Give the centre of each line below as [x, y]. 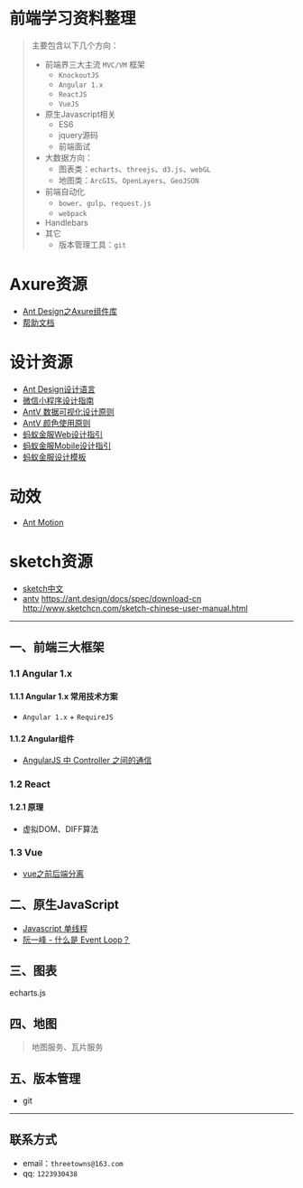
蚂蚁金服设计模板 [54, 456]
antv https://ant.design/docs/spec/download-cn [112, 598]
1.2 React [30, 784]
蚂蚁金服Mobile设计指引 [67, 445]
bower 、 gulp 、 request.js [105, 202]
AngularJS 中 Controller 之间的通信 [87, 761]
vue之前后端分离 [53, 874]
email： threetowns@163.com [73, 1163]
